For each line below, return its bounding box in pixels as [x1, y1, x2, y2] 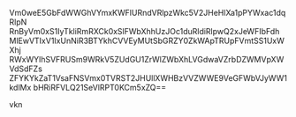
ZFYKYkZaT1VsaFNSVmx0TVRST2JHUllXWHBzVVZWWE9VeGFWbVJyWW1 [9, 73, 287, 83]
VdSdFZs [9, 63, 42, 74]
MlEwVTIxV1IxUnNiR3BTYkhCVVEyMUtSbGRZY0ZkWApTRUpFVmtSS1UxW [9, 35, 285, 46]
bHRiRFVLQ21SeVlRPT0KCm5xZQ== [33, 83, 167, 92]
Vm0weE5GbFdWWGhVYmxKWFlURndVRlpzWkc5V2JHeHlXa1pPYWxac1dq [9, 8, 286, 18]
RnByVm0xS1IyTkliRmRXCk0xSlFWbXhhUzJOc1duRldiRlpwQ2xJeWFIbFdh [9, 26, 280, 36]
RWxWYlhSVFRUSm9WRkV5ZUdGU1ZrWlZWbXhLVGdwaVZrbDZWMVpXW [9, 55, 285, 64]
